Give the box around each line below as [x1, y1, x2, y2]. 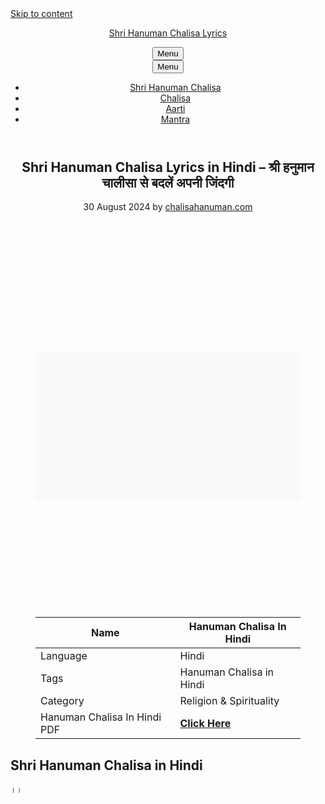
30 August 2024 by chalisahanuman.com [83, 201, 253, 213]
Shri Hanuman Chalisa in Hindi [10, 757, 203, 774]
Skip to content [10, 8, 73, 19]
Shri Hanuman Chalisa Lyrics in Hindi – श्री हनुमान [21, 159, 315, 176]
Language [40, 649, 88, 663]
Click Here [179, 717, 232, 731]
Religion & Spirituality [179, 694, 280, 708]
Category [40, 694, 85, 708]
